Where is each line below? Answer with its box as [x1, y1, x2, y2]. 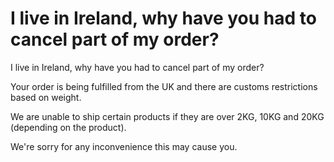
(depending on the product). [10, 121, 127, 133]
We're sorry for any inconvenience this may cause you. [10, 140, 238, 152]
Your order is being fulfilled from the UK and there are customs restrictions [10, 80, 318, 92]
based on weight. [10, 91, 82, 103]
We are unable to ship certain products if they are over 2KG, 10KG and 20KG [10, 110, 325, 122]
